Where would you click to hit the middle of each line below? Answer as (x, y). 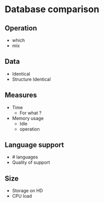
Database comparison (52, 9)
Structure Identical (31, 79)
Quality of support (31, 162)
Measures (21, 95)
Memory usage (28, 118)
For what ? (31, 113)
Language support (34, 145)
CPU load (22, 196)
